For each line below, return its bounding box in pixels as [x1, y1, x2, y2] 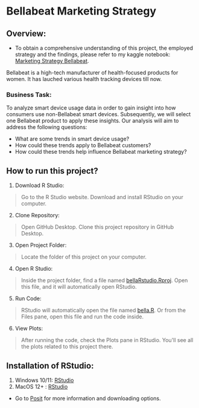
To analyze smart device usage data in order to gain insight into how [6, 104, 176, 111]
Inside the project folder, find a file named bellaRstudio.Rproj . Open [21, 277, 188, 284]
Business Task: [6, 90, 52, 99]
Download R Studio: [14, 182, 65, 189]
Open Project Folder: [14, 242, 67, 249]
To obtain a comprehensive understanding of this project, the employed [14, 44, 194, 51]
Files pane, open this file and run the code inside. [21, 313, 144, 320]
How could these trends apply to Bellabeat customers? [14, 142, 151, 149]
